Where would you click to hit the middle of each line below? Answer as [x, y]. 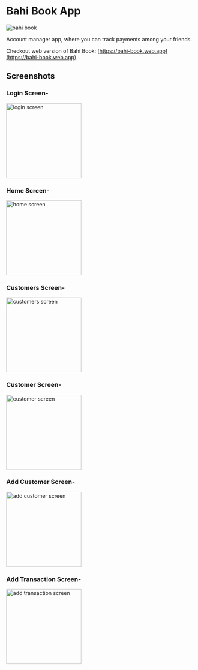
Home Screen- [28, 190]
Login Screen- [28, 93]
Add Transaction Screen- [44, 579]
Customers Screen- [35, 287]
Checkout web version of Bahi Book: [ [53, 51]
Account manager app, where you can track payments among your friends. [99, 39]
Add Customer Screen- [40, 482]
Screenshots [31, 76]
